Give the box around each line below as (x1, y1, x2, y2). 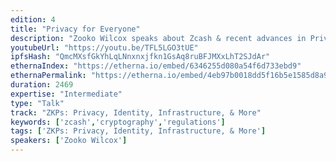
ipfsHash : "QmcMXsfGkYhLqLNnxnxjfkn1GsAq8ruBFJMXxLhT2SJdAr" (10, 52, 271, 62)
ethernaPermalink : (10, 71, 87, 81)
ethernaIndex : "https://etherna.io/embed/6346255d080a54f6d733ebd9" (10, 61, 302, 71)
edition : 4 (10, 14, 56, 25)
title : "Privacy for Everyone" (10, 24, 141, 34)
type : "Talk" (10, 98, 65, 108)
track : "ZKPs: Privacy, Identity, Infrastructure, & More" (10, 107, 262, 118)
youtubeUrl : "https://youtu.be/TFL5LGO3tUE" (10, 42, 199, 53)
